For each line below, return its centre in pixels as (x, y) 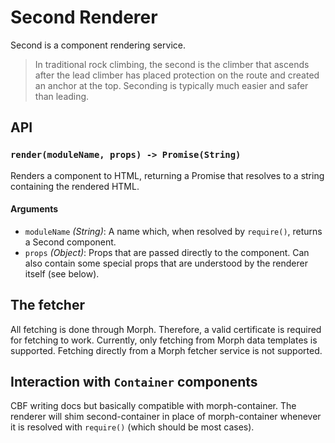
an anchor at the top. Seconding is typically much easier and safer (171, 85)
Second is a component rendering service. (98, 45)
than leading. (62, 96)
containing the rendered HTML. (75, 186)
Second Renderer (84, 17)
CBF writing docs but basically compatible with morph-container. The (153, 406)
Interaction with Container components (134, 382)
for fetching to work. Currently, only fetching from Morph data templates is (164, 340)
